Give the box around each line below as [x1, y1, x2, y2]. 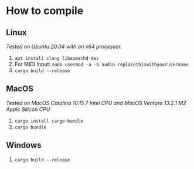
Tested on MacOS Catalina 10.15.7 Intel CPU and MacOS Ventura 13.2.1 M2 [6, 99, 186, 106]
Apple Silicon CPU [6, 106, 50, 113]
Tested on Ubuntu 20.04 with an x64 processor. [6, 43, 122, 50]
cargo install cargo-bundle [14, 118, 83, 124]
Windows [6, 140, 42, 150]
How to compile [6, 4, 84, 18]
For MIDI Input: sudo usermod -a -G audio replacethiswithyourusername [14, 60, 189, 67]
